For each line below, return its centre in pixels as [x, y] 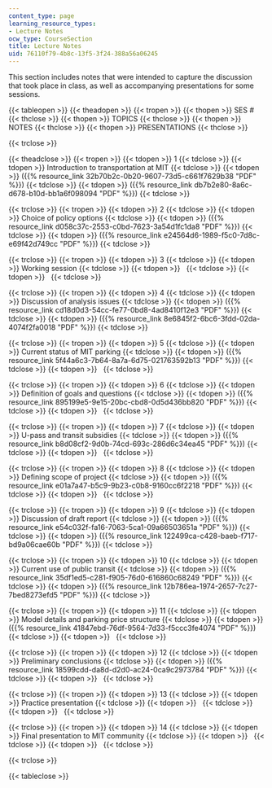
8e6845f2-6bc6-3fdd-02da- [212, 319]
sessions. [24, 94]
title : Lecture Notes [45, 46]
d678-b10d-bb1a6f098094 [53, 193]
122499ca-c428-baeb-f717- [211, 536]
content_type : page [42, 16]
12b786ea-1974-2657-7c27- [211, 586]
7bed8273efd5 [33, 595]
